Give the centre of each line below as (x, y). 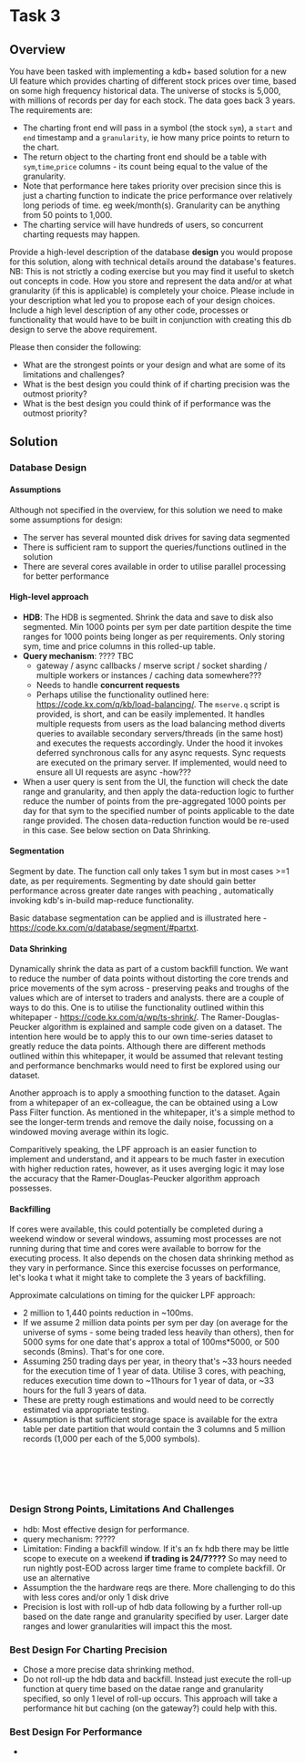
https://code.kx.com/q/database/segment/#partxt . (104, 927)
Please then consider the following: (76, 347)
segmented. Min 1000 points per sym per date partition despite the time (157, 626)
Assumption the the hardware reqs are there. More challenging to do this (159, 1587)
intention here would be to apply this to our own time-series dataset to (141, 1036)
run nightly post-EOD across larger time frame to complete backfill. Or (154, 1568)
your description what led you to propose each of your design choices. (142, 300)
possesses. (31, 1188)
